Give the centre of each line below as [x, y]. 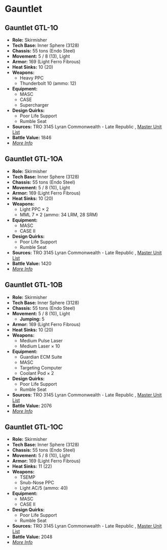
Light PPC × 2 [34, 209]
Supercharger [34, 105]
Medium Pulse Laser [41, 340]
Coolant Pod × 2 [37, 373]
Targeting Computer [41, 367]
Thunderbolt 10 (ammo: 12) [48, 83]
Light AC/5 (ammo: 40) [44, 488]
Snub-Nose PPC [37, 483]
